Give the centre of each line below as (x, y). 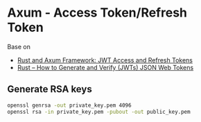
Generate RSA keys (50, 89)
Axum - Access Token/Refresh (97, 13)
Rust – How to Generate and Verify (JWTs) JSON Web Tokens (105, 67)
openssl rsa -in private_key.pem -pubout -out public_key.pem (99, 112)
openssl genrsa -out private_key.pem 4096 (69, 105)
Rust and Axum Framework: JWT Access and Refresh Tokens (105, 60)
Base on (19, 46)
